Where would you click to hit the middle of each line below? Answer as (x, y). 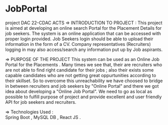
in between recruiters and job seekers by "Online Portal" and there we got (82, 86)
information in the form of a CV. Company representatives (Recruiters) (78, 44)
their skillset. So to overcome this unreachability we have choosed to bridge (84, 81)
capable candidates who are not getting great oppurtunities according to (81, 75)
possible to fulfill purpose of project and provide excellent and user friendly (83, 97)
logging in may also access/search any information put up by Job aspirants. (84, 49)
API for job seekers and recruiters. (41, 102)
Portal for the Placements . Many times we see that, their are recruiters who (84, 65)
